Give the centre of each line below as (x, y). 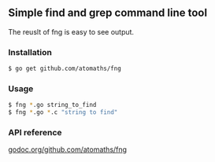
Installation (30, 52)
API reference (35, 132)
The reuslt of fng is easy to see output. (71, 31)
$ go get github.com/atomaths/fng (65, 69)
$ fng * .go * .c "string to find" (63, 112)
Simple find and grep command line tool (107, 13)
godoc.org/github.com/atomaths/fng (68, 149)
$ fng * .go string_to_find (52, 105)
